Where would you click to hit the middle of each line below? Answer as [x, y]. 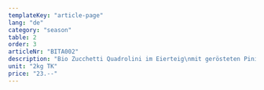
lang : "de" [26, 23]
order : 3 [22, 45]
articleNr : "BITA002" [44, 52]
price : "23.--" [33, 74]
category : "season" [40, 30]
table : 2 [22, 37]
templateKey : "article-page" [56, 15]
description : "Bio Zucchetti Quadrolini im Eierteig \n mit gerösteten [125, 59]
